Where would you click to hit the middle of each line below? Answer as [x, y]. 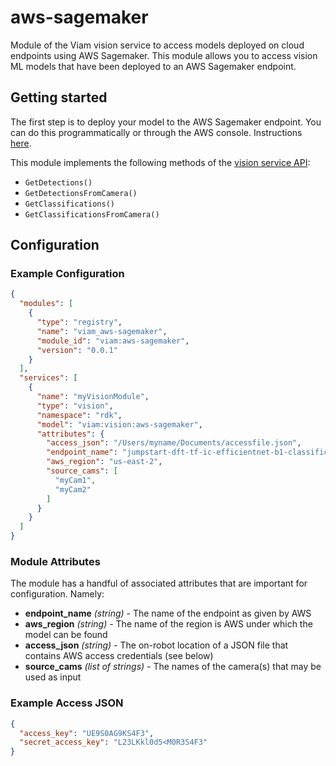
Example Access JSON [67, 703]
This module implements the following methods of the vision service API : [160, 162]
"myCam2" [73, 489]
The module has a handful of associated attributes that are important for [159, 583]
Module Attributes [55, 561]
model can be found [66, 635]
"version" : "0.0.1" [77, 350]
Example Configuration [67, 274]
